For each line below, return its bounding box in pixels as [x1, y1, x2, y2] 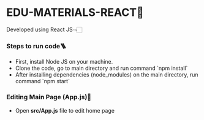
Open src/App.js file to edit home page [15, 107, 115, 114]
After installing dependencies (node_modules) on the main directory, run [15, 71, 198, 78]
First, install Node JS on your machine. [15, 58, 113, 66]
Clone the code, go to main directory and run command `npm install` [15, 64, 188, 72]
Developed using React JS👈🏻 [6, 26, 83, 33]
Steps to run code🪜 [6, 42, 67, 50]
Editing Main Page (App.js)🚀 [6, 93, 92, 102]
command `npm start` [15, 78, 70, 85]
